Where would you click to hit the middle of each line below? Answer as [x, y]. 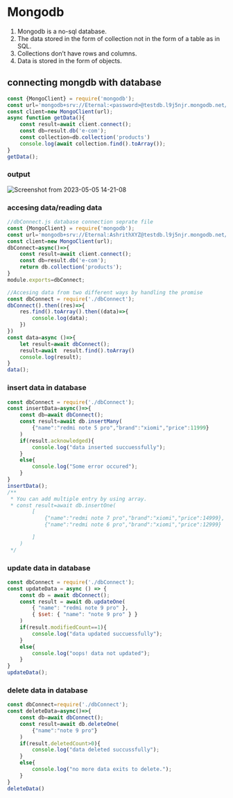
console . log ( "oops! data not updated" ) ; [91, 653]
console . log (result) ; [51, 357]
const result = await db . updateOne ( [73, 602]
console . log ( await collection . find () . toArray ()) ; [93, 144]
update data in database [49, 568]
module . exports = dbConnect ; [46, 280]
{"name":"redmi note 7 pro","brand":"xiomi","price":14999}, [135, 518]
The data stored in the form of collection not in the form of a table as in [119, 38]
